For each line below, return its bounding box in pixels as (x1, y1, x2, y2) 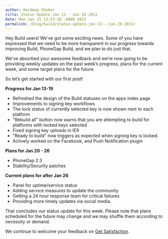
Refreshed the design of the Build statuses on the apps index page (12, 95, 150, 101)
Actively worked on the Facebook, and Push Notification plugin (12, 138, 143, 144)
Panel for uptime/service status (12, 182, 78, 188)
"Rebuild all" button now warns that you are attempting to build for (12, 116, 149, 123)
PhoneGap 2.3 (12, 158, 43, 164)
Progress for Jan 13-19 (5, 86, 54, 92)
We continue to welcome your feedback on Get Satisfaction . (5, 228, 129, 234)
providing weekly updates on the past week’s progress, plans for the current (5, 61, 163, 67)
